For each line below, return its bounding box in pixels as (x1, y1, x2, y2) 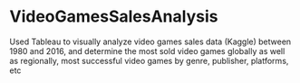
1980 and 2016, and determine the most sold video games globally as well (9, 45, 285, 56)
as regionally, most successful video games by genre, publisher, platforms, (9, 55, 289, 66)
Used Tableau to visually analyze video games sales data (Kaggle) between (9, 36, 292, 47)
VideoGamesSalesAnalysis (9, 6, 218, 27)
